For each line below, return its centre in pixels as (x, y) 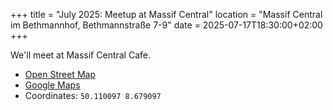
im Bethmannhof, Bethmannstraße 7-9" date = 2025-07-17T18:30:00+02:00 (166, 25)
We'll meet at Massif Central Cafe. (80, 55)
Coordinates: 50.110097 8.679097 (93, 95)
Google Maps (52, 85)
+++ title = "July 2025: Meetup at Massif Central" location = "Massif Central (166, 14)
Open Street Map (60, 74)
